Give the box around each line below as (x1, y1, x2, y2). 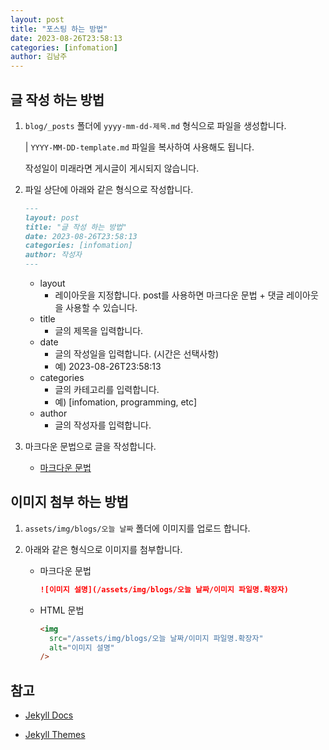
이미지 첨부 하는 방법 (10, 494, 129, 511)
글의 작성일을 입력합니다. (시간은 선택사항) (54, 348, 220, 360)
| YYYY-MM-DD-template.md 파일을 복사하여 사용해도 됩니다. (24, 141, 255, 153)
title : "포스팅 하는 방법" (10, 24, 108, 34)
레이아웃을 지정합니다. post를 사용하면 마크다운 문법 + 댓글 (54, 289, 285, 301)
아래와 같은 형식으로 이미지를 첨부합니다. (24, 543, 183, 555)
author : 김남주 (10, 52, 68, 62)
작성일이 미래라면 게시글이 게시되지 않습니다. (24, 162, 200, 174)
